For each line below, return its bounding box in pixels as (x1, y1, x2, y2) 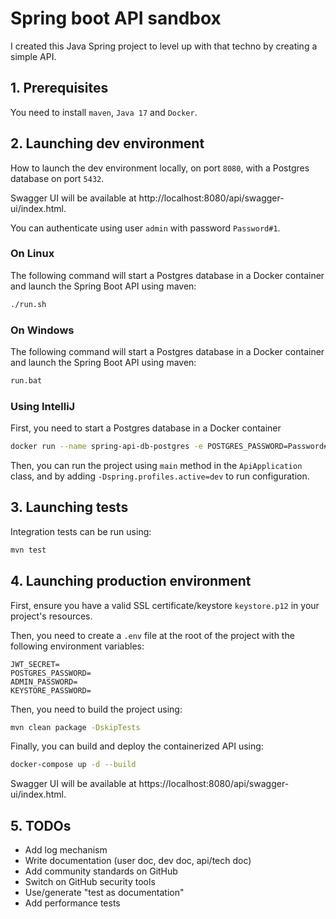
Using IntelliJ (10, 399, 76, 413)
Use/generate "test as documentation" (24, 887, 185, 899)
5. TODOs (10, 817, 72, 834)
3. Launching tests (10, 499, 129, 516)
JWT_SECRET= (10, 659, 60, 669)
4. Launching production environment (10, 573, 252, 590)
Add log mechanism (24, 844, 108, 856)
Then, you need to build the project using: (10, 703, 183, 715)
